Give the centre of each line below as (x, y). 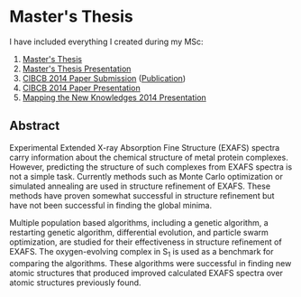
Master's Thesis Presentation (77, 69)
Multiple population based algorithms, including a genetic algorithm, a (139, 222)
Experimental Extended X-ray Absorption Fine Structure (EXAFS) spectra (145, 147)
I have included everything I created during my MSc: (107, 42)
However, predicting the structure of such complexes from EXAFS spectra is (151, 167)
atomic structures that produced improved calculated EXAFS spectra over (146, 273)
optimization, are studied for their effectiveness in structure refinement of (146, 242)
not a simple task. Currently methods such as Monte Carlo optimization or (146, 176)
